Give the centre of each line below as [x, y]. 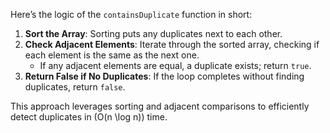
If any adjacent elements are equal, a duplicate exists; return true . [175, 65]
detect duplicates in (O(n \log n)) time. [89, 117]
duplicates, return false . [75, 87]
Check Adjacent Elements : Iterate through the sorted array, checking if [172, 44]
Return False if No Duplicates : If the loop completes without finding [164, 76]
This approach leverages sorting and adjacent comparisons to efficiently [160, 106]
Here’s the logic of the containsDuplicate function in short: [131, 14]
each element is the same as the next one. [112, 55]
